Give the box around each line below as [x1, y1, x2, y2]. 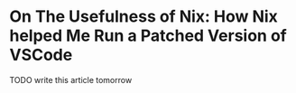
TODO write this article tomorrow [9, 74, 133, 85]
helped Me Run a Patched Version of [9, 25, 287, 46]
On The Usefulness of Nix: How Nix [9, 6, 278, 27]
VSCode [9, 45, 73, 65]
